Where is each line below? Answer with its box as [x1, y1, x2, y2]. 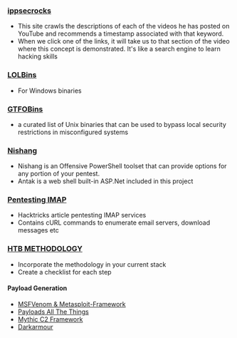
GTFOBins [7, 104, 43, 114]
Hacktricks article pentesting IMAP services [17, 211, 147, 220]
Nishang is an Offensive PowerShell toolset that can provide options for [17, 162, 227, 170]
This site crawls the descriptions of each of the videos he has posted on [17, 22, 230, 31]
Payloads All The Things [17, 307, 89, 316]
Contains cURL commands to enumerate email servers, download [17, 218, 211, 227]
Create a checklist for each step [17, 267, 112, 276]
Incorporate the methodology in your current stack [17, 260, 167, 269]
